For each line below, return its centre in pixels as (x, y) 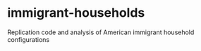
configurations (29, 39)
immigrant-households (76, 13)
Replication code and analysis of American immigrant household (101, 32)
